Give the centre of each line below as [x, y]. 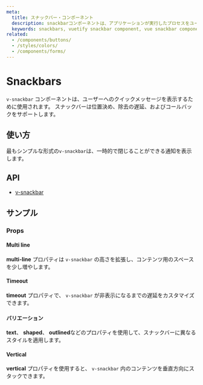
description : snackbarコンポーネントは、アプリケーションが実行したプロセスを [101, 23]
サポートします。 [38, 114]
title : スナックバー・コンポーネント [53, 18]
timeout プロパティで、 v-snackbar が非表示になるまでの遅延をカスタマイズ [101, 295]
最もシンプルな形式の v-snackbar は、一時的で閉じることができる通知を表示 [99, 151]
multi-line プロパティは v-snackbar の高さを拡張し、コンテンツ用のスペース [100, 259]
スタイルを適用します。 [35, 340]
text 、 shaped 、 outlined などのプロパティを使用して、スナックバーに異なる [101, 333]
